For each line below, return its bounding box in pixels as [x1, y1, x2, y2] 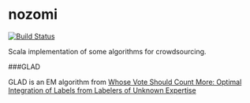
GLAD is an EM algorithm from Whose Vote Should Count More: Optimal [8, 77, 242, 86]
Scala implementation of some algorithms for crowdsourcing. [8, 46, 207, 56]
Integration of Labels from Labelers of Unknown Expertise [8, 85, 196, 95]
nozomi [8, 6, 58, 24]
